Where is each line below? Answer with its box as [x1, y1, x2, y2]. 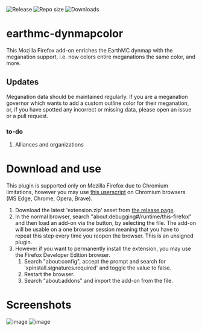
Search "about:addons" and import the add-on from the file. [24, 277, 173, 284]
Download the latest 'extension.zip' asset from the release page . [14, 206, 175, 213]
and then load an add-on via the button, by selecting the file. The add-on [14, 219, 197, 226]
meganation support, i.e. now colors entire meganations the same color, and [6, 53, 196, 60]
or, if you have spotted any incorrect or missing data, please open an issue [6, 106, 192, 113]
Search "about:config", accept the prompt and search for [24, 257, 166, 265]
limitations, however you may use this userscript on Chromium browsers [6, 188, 186, 195]
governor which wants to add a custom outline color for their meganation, [6, 99, 189, 107]
